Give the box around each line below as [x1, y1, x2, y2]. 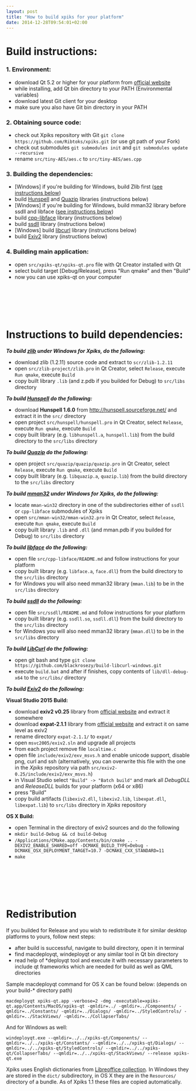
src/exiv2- [91, 765, 118, 771]
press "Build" [14, 788, 47, 796]
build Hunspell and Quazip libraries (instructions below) [14, 195, 149, 203]
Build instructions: [6, 44, 98, 58]
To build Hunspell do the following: [6, 394, 92, 402]
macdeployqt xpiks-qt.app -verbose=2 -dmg [6, 998, 111, 1004]
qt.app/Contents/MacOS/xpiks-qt [6, 1003, 85, 1009]
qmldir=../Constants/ [6, 1008, 59, 1014]
